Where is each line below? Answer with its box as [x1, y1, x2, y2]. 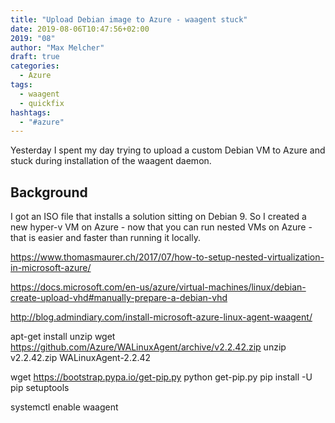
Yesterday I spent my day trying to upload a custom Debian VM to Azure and [10, 144, 326, 156]
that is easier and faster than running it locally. [10, 232, 201, 244]
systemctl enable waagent [10, 401, 119, 413]
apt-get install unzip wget [10, 331, 116, 343]
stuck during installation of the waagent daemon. [10, 155, 212, 167]
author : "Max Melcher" [10, 42, 105, 53]
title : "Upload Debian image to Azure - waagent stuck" [10, 14, 248, 25]
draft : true [10, 52, 60, 62]
